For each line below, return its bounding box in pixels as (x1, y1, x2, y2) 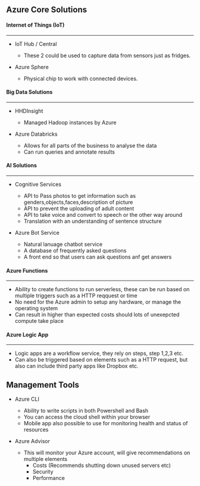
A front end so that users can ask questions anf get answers (23, 253, 172, 260)
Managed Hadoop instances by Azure (23, 119, 117, 126)
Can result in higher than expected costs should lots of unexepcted (14, 311, 180, 318)
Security (32, 468, 54, 475)
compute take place (14, 317, 64, 325)
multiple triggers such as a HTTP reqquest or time (14, 292, 138, 300)
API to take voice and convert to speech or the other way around (23, 211, 183, 218)
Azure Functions (6, 267, 48, 274)
